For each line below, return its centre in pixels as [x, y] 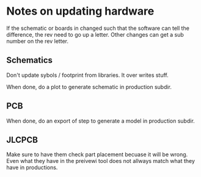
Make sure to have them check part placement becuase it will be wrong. [97, 154]
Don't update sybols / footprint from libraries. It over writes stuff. [88, 75]
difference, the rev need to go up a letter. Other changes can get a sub [95, 34]
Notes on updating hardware [80, 11]
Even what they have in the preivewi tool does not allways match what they [101, 161]
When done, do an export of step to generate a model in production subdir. [101, 121]
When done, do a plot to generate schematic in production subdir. [89, 87]
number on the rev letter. [38, 41]
